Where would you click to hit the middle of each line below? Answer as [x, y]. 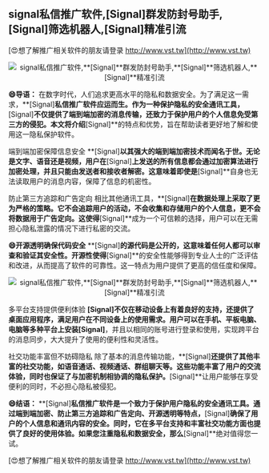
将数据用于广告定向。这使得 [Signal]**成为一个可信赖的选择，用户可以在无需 [133, 218]
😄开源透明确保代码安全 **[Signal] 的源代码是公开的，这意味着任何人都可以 [131, 245]
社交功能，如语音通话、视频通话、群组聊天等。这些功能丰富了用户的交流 [141, 366]
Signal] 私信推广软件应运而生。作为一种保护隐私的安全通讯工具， [138, 104]
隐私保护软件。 [54, 134]
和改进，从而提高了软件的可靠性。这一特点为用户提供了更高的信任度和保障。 [134, 265]
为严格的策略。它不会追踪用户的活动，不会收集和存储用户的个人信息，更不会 [134, 208]
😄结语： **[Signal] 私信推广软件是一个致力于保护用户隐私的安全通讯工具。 [131, 403]
